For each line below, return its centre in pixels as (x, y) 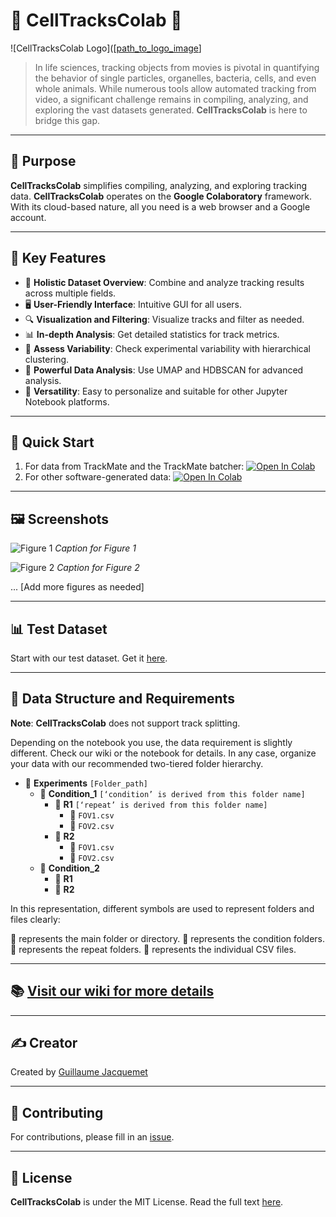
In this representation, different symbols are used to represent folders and (162, 908)
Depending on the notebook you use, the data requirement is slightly (151, 742)
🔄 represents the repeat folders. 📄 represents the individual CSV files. (153, 949)
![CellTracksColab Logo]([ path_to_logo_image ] (106, 48)
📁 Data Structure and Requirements (122, 699)
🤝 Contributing (57, 1112)
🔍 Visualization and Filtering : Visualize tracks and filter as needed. (164, 319)
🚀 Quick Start (52, 442)
